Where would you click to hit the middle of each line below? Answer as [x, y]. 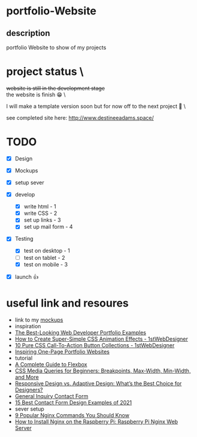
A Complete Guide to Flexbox [51, 364]
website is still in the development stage [56, 88]
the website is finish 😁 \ [36, 95]
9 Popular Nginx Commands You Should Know [72, 415]
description [28, 33]
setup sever [30, 183]
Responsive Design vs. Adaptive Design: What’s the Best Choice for [98, 383]
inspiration [28, 326]
